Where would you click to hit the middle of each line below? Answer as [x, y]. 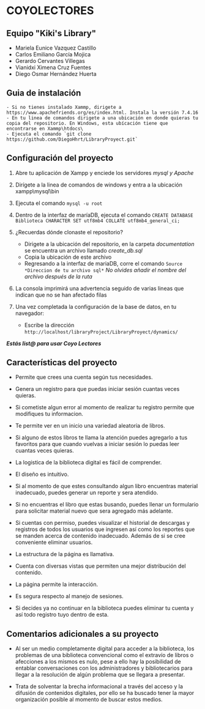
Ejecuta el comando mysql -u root [59, 203]
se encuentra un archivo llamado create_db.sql [83, 250]
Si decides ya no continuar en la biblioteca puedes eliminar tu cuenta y [104, 608]
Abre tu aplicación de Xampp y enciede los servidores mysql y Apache [104, 173]
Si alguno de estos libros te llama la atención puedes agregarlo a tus [101, 437]
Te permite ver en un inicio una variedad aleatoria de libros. [90, 426]
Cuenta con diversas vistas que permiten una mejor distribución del [100, 566]
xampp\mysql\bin [37, 191]
